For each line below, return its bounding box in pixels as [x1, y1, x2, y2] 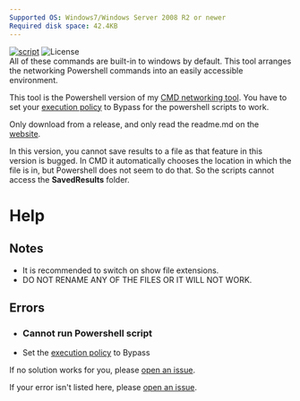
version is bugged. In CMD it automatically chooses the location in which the [9, 155, 292, 166]
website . [9, 128, 41, 139]
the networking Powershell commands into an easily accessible [9, 64, 244, 76]
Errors [9, 300, 45, 315]
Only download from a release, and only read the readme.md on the [9, 118, 260, 130]
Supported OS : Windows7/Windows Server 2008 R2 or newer [9, 13, 227, 22]
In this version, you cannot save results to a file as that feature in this [9, 145, 262, 157]
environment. [9, 74, 58, 85]
